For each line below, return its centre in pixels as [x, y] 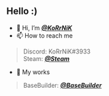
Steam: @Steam [46, 58]
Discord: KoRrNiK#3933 [57, 51]
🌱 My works [33, 72]
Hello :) [22, 11]
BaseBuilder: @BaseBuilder [62, 85]
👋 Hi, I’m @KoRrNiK [44, 27]
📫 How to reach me [44, 35]
